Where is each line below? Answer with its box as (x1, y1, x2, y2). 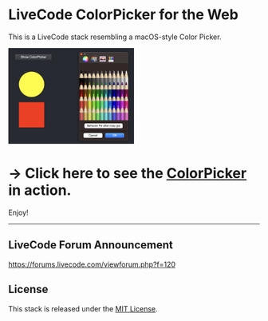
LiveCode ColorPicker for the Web (8, 6, 239, 24)
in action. (8, 181, 72, 200)
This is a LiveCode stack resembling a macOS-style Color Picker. (8, 32, 222, 42)
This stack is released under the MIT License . (8, 303, 158, 313)
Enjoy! (8, 208, 30, 217)
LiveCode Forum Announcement (8, 238, 173, 252)
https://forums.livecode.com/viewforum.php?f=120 (8, 260, 176, 269)
